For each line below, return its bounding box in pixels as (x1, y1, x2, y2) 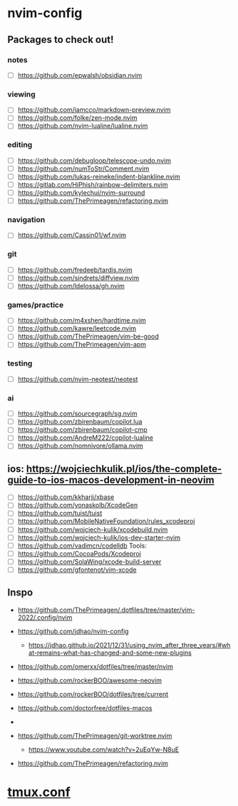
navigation (7, 215, 46, 225)
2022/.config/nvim (17, 613, 73, 622)
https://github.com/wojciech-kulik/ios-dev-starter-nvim (17, 533, 181, 542)
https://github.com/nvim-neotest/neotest (17, 375, 138, 383)
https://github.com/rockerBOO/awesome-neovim (17, 676, 162, 685)
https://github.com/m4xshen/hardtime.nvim (17, 316, 146, 325)
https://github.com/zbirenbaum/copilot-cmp (17, 425, 148, 434)
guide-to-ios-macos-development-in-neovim (7, 473, 215, 486)
